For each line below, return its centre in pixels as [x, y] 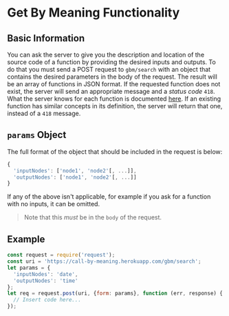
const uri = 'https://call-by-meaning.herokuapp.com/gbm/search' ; [104, 261]
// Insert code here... [47, 300]
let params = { [29, 268]
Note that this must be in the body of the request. [93, 217]
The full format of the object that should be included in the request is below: [115, 151]
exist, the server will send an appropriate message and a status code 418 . [111, 91]
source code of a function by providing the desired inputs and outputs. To [112, 62]
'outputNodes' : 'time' [46, 281]
